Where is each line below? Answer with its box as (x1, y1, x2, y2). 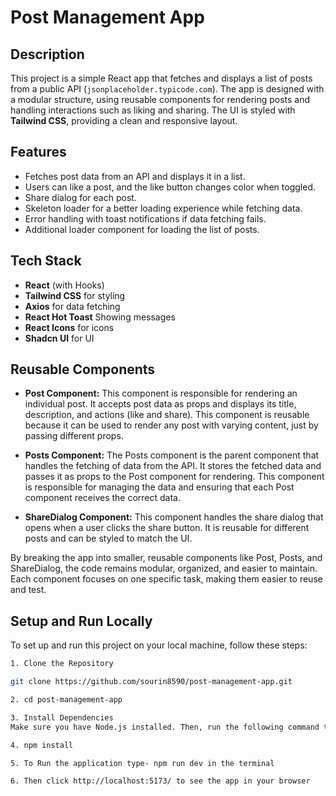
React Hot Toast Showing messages (24, 311, 176, 323)
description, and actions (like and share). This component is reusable (24, 409, 310, 421)
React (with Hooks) (24, 279, 105, 291)
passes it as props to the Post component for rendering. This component (24, 471, 325, 483)
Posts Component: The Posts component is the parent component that (24, 449, 320, 461)
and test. (10, 584, 47, 596)
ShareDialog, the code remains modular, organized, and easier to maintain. (10, 562, 318, 575)
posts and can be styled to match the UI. (24, 532, 193, 545)
